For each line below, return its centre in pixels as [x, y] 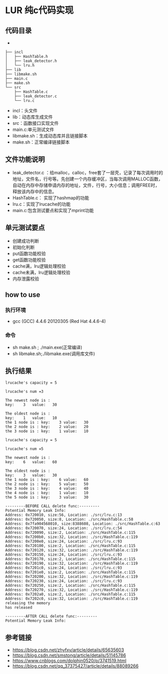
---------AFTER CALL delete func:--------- [51, 617]
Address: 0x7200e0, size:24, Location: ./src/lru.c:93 [64, 542]
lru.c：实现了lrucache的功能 [42, 204]
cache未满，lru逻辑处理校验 [41, 272]
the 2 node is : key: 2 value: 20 [47, 427]
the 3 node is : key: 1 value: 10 [47, 431]
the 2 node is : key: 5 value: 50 [47, 484]
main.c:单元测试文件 [33, 129]
